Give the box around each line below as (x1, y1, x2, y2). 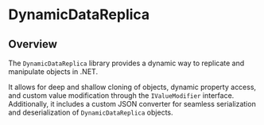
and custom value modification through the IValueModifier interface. (8, 91, 235, 100)
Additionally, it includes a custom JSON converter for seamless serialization (8, 100, 256, 108)
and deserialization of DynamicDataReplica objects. (8, 107, 173, 117)
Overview (8, 37, 58, 51)
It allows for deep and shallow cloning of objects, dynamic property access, (8, 82, 257, 92)
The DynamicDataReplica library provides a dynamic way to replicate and (8, 58, 245, 68)
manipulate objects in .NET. (8, 67, 98, 76)
